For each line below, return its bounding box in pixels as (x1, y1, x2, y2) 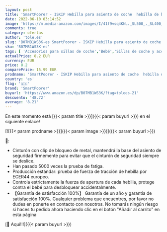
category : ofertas (5, 30, 43, 35)
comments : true (5, 26, 37, 31)
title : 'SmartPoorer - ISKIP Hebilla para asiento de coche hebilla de (5, 12, 159, 17)
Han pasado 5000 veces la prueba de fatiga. (12, 163, 104, 169)
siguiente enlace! (5, 119, 40, 125)
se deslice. (12, 158, 35, 164)
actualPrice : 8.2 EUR (5, 53, 50, 59)
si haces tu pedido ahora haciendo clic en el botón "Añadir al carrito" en (12, 207, 160, 213)
